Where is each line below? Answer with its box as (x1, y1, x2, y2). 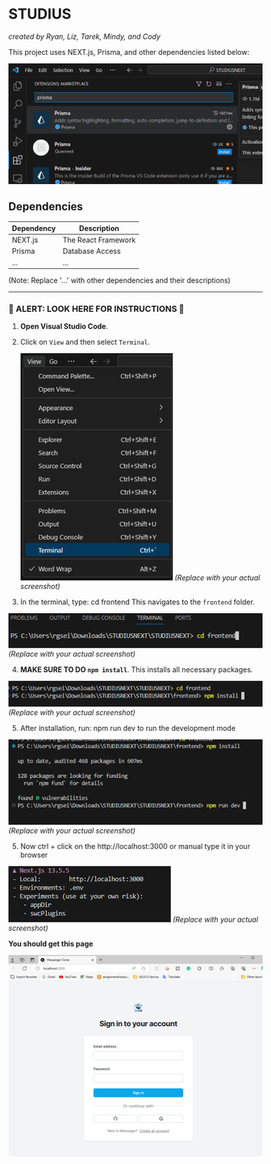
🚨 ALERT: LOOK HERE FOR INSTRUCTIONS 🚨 (8, 304, 185, 315)
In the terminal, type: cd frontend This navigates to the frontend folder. (19, 597, 256, 607)
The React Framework (62, 235, 136, 245)
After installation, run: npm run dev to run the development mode (19, 724, 236, 733)
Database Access (62, 246, 121, 256)
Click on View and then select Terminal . (19, 337, 151, 347)
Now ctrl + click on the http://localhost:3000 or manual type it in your (19, 842, 251, 851)
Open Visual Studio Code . (19, 321, 109, 331)
